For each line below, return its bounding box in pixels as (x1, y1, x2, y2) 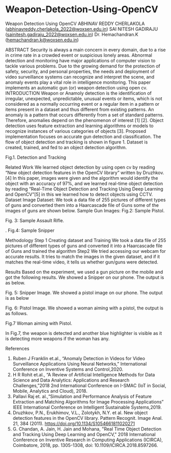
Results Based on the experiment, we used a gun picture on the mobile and (5, 269, 163, 275)
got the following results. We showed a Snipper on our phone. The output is (5, 274, 164, 280)
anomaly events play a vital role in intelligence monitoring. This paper (5, 79, 151, 85)
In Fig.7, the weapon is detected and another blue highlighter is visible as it (5, 330, 162, 336)
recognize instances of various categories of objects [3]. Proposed (5, 128, 146, 134)
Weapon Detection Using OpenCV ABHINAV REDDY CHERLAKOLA (5, 20, 145, 27)
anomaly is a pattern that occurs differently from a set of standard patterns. (5, 111, 164, 118)
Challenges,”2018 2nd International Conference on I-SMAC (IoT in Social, (12, 382, 166, 389)
